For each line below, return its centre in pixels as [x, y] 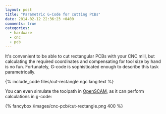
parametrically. [20, 72]
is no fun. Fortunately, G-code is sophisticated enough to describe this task [82, 66]
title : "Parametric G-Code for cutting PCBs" [53, 14]
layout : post [19, 10]
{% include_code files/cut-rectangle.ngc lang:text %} [59, 81]
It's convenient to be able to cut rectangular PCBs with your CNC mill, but [80, 56]
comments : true [21, 24]
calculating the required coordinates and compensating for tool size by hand [83, 61]
